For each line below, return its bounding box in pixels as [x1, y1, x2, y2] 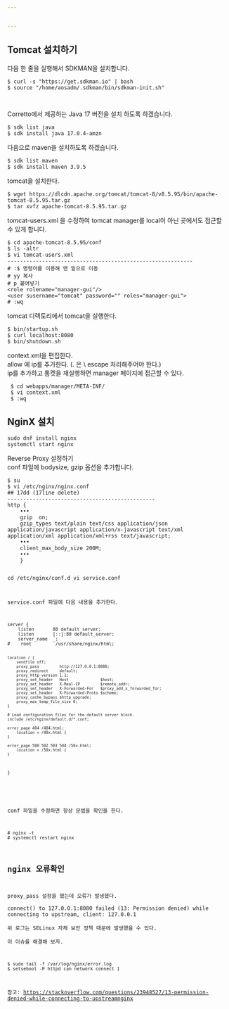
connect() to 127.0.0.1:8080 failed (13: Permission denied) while [7, 905, 209, 912]
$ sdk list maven [7, 157, 58, 164]
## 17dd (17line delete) [7, 490, 80, 497]
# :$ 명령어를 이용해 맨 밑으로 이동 [7, 265, 98, 272]
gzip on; [20, 514, 49, 521]
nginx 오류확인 [7, 863, 65, 874]
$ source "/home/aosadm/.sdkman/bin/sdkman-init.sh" [7, 84, 165, 91]
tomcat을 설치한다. [7, 177, 60, 185]
